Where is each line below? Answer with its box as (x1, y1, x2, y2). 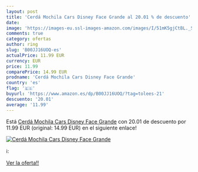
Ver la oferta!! (6, 159, 39, 166)
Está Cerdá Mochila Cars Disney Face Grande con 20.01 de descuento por (6, 118, 187, 125)
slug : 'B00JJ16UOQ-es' (6, 47, 62, 53)
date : (6, 19, 19, 25)
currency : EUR (6, 58, 41, 64)
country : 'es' (6, 80, 41, 86)
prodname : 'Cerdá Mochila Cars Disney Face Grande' (6, 74, 136, 80)
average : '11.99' (6, 101, 49, 108)
